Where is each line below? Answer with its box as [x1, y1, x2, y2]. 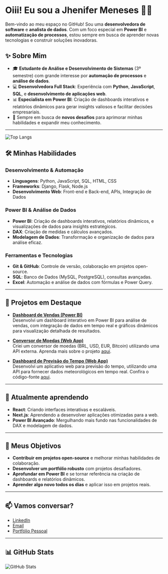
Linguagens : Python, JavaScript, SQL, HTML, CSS [12, 178, 117, 184]
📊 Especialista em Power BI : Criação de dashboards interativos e [12, 96, 149, 102]
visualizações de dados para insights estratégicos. [12, 223, 117, 229]
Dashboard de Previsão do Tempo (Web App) [12, 358, 108, 364]
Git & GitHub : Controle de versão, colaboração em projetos [12, 263, 134, 269]
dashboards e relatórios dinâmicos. [12, 476, 85, 482]
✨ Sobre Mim [5, 52, 47, 60]
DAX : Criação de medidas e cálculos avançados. [12, 228, 113, 235]
